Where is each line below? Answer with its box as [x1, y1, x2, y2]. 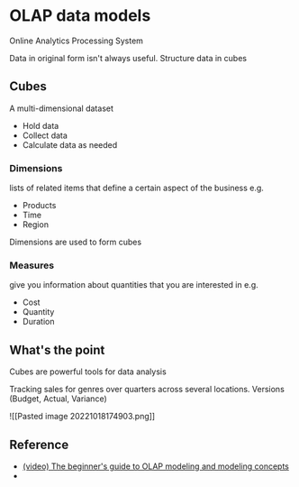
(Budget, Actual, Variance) [9, 393, 108, 404]
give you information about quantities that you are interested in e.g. [9, 280, 258, 290]
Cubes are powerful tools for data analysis [9, 366, 167, 377]
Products [22, 200, 57, 211]
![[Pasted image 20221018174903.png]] [9, 411, 156, 422]
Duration [22, 317, 55, 327]
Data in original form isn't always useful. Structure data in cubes [9, 52, 248, 63]
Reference [9, 436, 69, 452]
